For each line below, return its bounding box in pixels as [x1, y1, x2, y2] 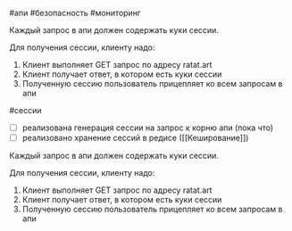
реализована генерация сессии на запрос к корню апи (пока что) [21, 122, 274, 133]
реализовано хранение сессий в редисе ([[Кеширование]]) [21, 133, 249, 144]
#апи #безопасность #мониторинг [9, 8, 141, 18]
